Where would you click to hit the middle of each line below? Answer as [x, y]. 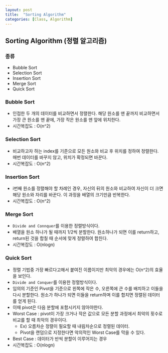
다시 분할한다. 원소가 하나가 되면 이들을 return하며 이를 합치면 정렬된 [79, 295]
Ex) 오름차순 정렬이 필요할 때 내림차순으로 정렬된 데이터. [75, 326]
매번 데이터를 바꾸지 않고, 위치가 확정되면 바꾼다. [60, 157]
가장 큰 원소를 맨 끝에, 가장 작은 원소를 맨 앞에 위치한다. [66, 120]
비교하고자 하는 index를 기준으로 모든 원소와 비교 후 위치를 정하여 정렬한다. [86, 151]
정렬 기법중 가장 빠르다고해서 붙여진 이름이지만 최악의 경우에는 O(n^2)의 [83, 270]
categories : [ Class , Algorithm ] [39, 19]
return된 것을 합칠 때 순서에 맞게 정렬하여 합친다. [60, 239]
